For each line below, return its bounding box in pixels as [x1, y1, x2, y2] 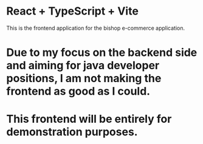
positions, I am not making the [6, 72, 162, 86]
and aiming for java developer [6, 59, 160, 72]
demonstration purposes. [6, 125, 138, 139]
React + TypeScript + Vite [6, 4, 139, 18]
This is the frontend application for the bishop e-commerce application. [6, 24, 185, 32]
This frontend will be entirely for [6, 112, 172, 126]
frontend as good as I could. [6, 84, 151, 98]
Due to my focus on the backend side [6, 46, 198, 60]
